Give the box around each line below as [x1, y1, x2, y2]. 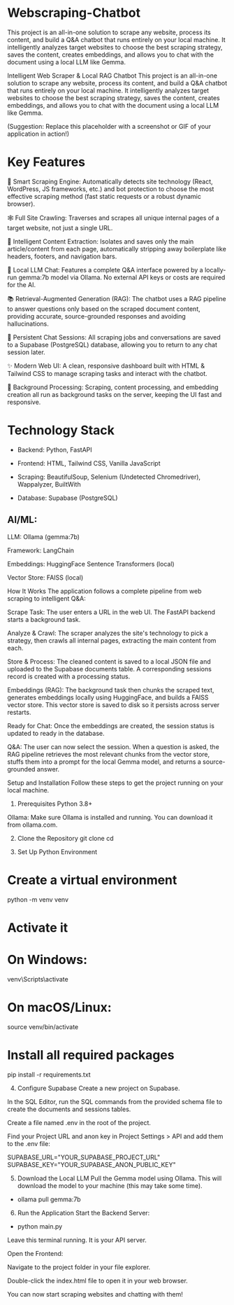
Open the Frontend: [7, 1249, 64, 1257]
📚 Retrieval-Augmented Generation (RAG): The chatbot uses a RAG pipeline [7, 294, 226, 302]
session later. [7, 348, 45, 356]
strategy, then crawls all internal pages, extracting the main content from [7, 636, 217, 645]
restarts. [7, 708, 31, 716]
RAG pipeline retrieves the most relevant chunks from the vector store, [7, 750, 210, 758]
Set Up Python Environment [17, 847, 98, 856]
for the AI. [7, 280, 36, 288]
